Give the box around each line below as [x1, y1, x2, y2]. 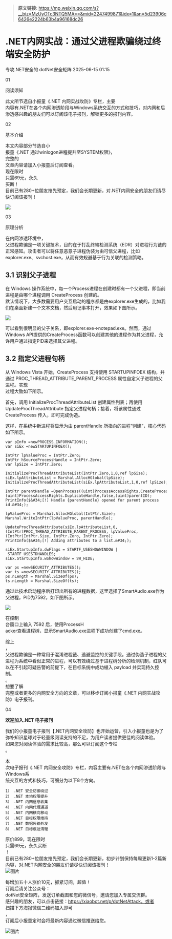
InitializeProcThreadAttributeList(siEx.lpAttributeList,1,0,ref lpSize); [5, 479, 168, 485]
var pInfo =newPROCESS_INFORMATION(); [5, 439, 88, 445]
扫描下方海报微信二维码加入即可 [5, 904, 73, 911]
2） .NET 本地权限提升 [5, 794, 49, 799]
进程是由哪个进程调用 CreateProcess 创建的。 [5, 291, 102, 298]
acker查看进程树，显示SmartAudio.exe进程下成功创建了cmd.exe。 [5, 628, 145, 634]
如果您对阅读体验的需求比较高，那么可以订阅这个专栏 [5, 740, 118, 747]
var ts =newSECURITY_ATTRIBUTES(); [5, 569, 81, 574]
